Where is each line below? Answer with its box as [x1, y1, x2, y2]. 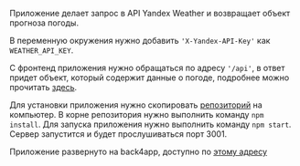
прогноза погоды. [9, 17, 80, 28]
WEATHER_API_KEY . [9, 45, 74, 56]
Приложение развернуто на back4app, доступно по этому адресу [9, 146, 268, 157]
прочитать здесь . [9, 82, 78, 92]
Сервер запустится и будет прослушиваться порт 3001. [9, 129, 228, 140]
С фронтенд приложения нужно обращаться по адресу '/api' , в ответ [9, 63, 285, 73]
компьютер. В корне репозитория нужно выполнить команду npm [9, 109, 264, 119]
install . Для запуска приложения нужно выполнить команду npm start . [9, 119, 292, 130]
